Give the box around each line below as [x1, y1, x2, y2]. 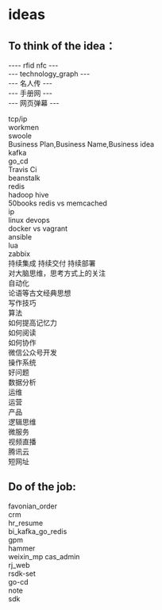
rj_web [8, 560, 30, 570]
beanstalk [8, 173, 40, 182]
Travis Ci [8, 165, 37, 174]
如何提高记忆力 [8, 318, 57, 327]
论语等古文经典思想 [8, 288, 71, 297]
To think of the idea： [8, 39, 117, 52]
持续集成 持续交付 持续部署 [8, 259, 96, 267]
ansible [8, 232, 33, 241]
